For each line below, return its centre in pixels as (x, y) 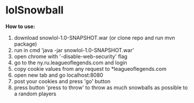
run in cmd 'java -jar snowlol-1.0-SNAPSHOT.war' (74, 50)
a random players (35, 94)
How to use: (21, 26)
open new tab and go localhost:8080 (59, 75)
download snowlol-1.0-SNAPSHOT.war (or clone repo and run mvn (94, 37)
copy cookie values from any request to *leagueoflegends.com (90, 68)
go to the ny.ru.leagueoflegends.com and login (70, 63)
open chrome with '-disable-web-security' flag (71, 56)
